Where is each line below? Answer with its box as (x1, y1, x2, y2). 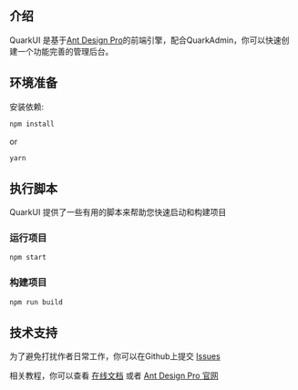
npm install (9, 119, 55, 128)
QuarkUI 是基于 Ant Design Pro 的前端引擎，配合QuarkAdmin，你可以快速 (9, 35, 282, 46)
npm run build (9, 297, 64, 307)
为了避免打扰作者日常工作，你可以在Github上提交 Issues (9, 351, 221, 362)
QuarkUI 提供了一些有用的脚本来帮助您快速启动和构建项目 (9, 207, 227, 218)
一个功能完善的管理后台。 (16, 46, 114, 56)
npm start (9, 253, 47, 262)
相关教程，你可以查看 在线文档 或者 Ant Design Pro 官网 (9, 370, 219, 381)
